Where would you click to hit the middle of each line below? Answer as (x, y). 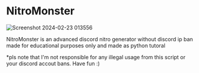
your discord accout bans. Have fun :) (53, 63)
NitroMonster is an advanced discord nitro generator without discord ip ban (100, 39)
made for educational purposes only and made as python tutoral (86, 45)
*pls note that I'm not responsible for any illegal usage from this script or (96, 57)
